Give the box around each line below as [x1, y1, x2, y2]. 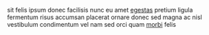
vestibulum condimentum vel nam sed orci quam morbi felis [7, 21, 177, 28]
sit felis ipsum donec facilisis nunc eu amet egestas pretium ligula [7, 6, 193, 14]
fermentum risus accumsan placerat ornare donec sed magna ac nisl [7, 13, 203, 21]
